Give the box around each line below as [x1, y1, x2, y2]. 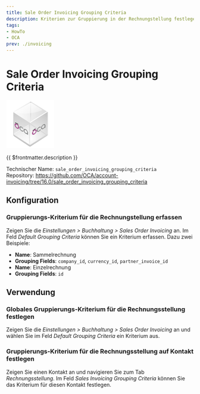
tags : [6, 22, 20, 28]
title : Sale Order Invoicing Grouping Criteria [6, 10, 127, 15]
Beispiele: [6, 239, 30, 247]
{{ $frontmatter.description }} [6, 154, 79, 161]
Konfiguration [6, 196, 59, 206]
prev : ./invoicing [6, 41, 52, 47]
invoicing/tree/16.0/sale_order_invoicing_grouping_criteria [6, 178, 148, 185]
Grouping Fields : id [14, 270, 64, 277]
